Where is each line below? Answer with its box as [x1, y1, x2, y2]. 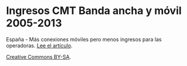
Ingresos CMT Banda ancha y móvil [6, 4, 182, 18]
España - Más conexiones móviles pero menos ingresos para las [6, 36, 162, 43]
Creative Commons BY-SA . [6, 53, 72, 60]
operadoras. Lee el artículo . [6, 42, 73, 49]
